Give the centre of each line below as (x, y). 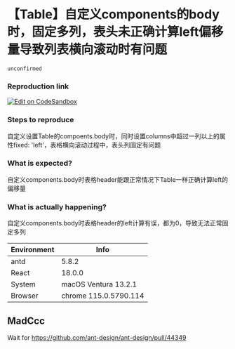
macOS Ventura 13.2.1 (99, 284)
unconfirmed (25, 68)
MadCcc (26, 321)
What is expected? (40, 164)
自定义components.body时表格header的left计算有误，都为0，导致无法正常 (115, 223)
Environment (33, 250)
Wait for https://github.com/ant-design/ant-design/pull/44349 (97, 337)
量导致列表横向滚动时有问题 (87, 50)
